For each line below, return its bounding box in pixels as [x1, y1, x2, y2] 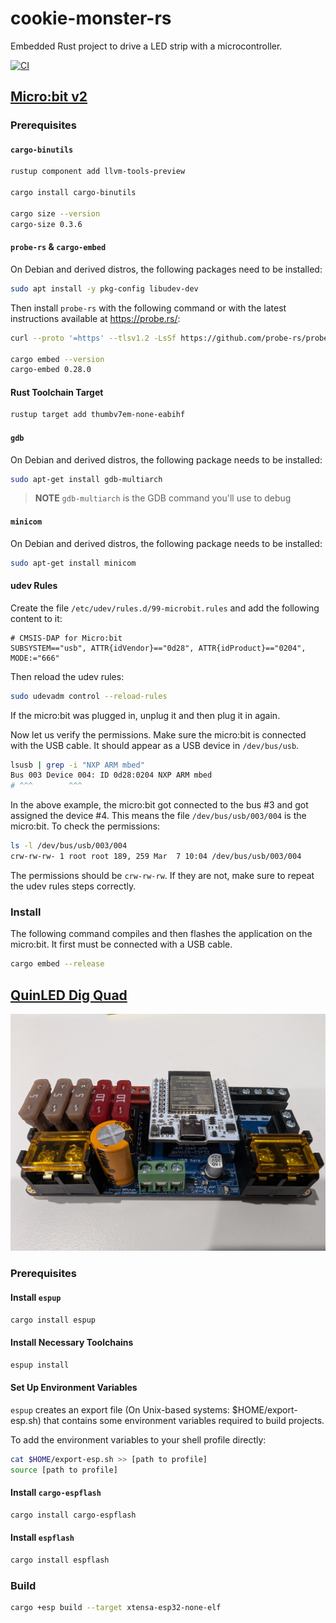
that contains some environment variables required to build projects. [43, 1414, 325, 1426]
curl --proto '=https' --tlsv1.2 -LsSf [10, 333, 177, 343]
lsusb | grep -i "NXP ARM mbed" [10, 760, 145, 770]
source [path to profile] [10, 1465, 118, 1475]
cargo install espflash [10, 1555, 110, 1565]
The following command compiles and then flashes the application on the [10, 928, 313, 940]
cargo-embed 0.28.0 [10, 365, 92, 375]
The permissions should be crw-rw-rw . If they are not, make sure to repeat [10, 869, 315, 881]
